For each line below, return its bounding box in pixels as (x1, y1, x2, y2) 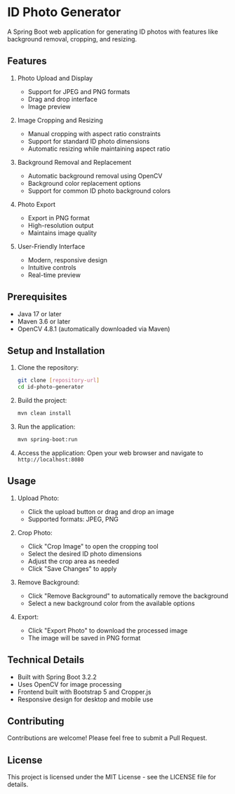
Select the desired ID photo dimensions (27, 549, 142, 558)
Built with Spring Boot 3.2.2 (17, 673, 97, 681)
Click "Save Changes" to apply (27, 564, 117, 572)
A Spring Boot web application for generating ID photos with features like (7, 27, 219, 36)
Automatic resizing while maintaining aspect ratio (27, 144, 170, 153)
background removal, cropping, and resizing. (7, 34, 137, 43)
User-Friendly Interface (17, 242, 86, 250)
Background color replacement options (27, 179, 141, 187)
